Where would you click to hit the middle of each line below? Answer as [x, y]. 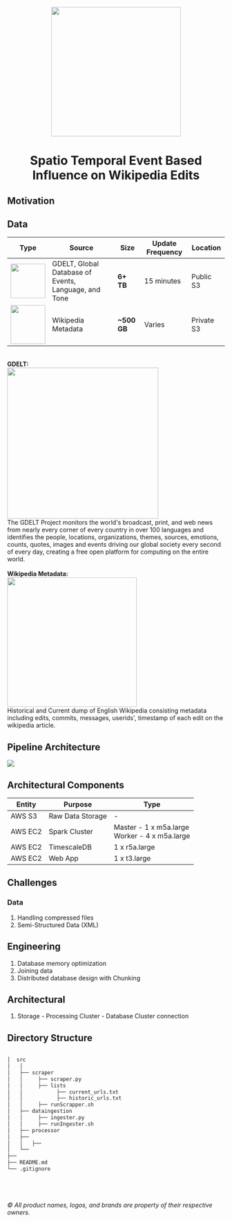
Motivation [31, 201]
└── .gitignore [29, 1169]
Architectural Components [66, 785]
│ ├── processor [33, 1130]
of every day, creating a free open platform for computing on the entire [108, 552]
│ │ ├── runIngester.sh [51, 1124]
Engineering [34, 947]
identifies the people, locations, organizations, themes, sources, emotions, [113, 537]
